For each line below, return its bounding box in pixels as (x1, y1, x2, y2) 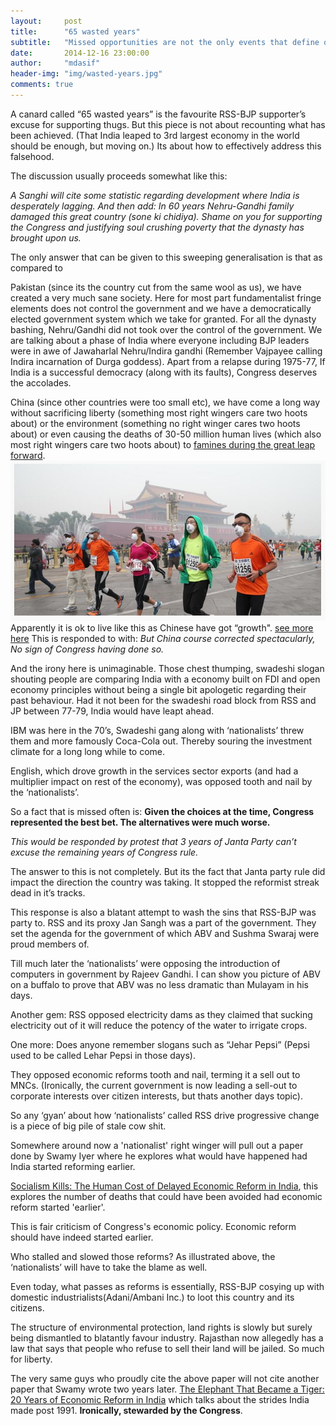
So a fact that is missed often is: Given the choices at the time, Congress (10, 805, 315, 817)
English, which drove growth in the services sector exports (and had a (10, 765, 299, 777)
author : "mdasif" (10, 58, 101, 69)
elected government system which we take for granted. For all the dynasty (10, 313, 317, 325)
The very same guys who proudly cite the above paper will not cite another (10, 1372, 320, 1384)
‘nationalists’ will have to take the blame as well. (10, 1261, 208, 1273)
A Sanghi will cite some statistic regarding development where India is (10, 189, 300, 201)
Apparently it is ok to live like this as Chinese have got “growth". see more (10, 621, 314, 634)
